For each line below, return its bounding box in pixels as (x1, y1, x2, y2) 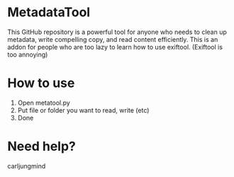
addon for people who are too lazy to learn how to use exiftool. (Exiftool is (7, 42, 223, 51)
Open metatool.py (17, 98, 71, 107)
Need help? (7, 139, 76, 154)
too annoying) (7, 50, 48, 59)
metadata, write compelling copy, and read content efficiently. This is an (7, 35, 218, 43)
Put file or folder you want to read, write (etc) (17, 105, 150, 114)
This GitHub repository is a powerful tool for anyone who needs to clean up (7, 28, 227, 36)
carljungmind (7, 161, 46, 170)
